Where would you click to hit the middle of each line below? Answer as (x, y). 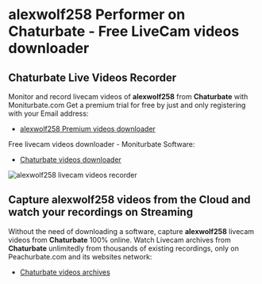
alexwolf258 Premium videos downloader (88, 129)
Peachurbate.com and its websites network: (80, 256)
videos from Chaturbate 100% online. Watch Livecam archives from (120, 240)
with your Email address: (48, 113)
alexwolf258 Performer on (97, 15)
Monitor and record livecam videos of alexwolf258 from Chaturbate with (128, 96)
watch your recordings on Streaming (100, 212)
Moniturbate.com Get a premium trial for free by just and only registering (127, 105)
